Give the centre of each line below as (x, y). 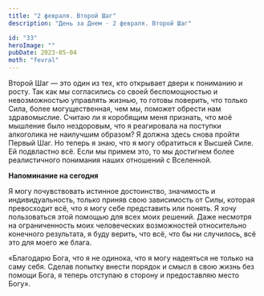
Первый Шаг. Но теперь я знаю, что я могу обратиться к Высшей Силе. (131, 143)
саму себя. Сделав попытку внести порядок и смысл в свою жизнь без (132, 267)
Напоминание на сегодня (53, 175)
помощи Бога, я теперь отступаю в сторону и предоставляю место (124, 275)
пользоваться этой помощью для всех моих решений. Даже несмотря (130, 217)
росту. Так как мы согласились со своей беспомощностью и (113, 92)
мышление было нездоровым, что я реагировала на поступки (115, 126)
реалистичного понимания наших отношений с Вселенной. (110, 160)
